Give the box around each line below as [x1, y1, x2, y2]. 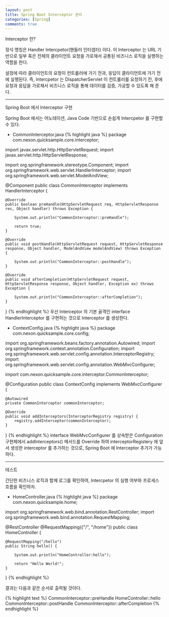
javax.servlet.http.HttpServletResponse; [5, 152, 88, 158]
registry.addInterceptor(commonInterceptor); [14, 419, 112, 424]
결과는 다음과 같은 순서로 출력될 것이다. [5, 585, 82, 591]
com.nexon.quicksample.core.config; [12, 330, 90, 336]
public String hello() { [5, 544, 57, 549]
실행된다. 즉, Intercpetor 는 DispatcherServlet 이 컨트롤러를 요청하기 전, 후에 [10, 76, 162, 82]
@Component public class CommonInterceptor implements [5, 182, 128, 188]
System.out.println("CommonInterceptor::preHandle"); [14, 215, 129, 220]
